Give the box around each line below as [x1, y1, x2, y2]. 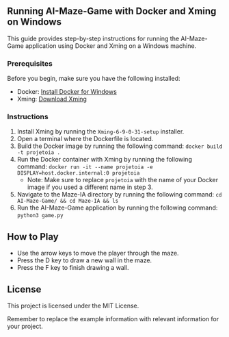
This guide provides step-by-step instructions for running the [7, 34, 180, 42]
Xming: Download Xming [16, 95, 87, 103]
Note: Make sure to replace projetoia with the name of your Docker [27, 176, 219, 184]
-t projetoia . [16, 149, 61, 156]
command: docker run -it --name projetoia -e [16, 162, 153, 171]
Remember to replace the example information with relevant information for [7, 315, 219, 323]
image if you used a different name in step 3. [27, 183, 154, 191]
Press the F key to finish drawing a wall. [16, 264, 129, 272]
